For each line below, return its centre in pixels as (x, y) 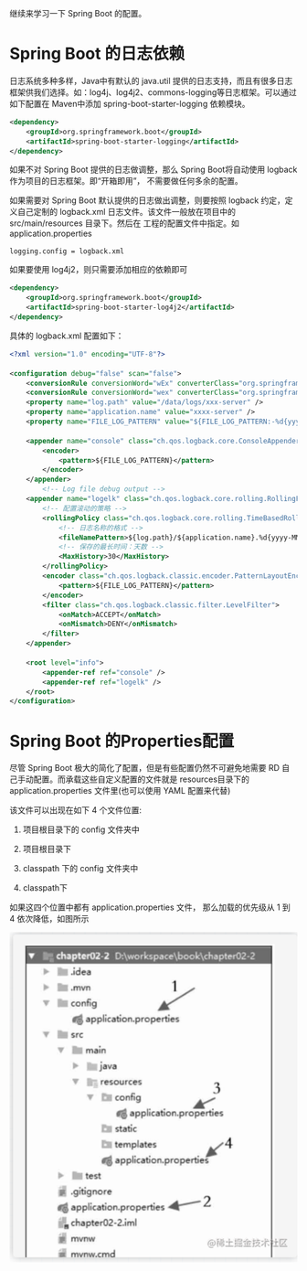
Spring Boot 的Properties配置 (122, 741)
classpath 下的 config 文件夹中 (80, 869)
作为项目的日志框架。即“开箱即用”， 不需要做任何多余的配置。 (127, 181)
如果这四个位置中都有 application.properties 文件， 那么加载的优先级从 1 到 (150, 907)
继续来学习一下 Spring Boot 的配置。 (78, 13)
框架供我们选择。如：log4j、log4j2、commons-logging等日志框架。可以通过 (153, 92)
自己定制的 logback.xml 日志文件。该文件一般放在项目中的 (126, 212)
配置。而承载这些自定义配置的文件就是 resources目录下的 (141, 779)
